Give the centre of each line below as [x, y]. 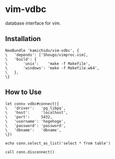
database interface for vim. [33, 23]
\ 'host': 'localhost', [37, 112]
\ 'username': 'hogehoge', [35, 121]
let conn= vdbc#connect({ [32, 104]
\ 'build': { [21, 59]
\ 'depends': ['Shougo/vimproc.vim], [47, 55]
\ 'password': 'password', [35, 126]
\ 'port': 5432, [29, 117]
